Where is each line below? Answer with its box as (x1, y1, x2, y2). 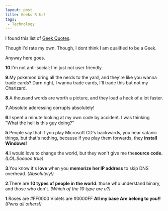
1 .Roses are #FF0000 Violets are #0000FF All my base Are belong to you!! (5, 195, 161, 202)
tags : (5, 17, 17, 22)
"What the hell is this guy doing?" (5, 120, 74, 126)
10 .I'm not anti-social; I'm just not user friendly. (5, 65, 103, 71)
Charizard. (5, 85, 27, 91)
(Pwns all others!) (5, 201, 42, 207)
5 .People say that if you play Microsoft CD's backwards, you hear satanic (5, 130, 157, 136)
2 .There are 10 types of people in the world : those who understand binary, (5, 180, 161, 187)
